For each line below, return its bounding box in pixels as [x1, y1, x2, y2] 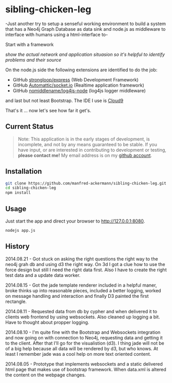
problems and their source [5, 56, 62, 63]
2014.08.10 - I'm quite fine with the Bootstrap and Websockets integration [5, 329, 161, 335]
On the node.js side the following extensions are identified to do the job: [5, 67, 158, 73]
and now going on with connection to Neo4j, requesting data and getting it [5, 334, 163, 340]
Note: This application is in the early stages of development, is [17, 136, 150, 142]
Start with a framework [5, 41, 54, 47]
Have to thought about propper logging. [5, 319, 89, 325]
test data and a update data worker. [5, 272, 81, 278]
